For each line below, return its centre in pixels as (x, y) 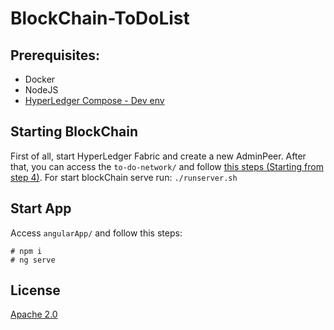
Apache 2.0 (34, 314)
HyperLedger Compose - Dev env (94, 100)
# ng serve (33, 260)
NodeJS (41, 90)
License (35, 290)
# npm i (26, 251)
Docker (40, 79)
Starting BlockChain (74, 132)
